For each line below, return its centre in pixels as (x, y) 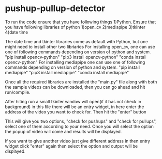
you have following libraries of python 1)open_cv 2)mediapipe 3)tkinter (75, 27)
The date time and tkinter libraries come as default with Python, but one (77, 41)
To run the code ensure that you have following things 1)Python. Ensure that (81, 22)
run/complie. (18, 92)
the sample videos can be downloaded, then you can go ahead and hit (75, 87)
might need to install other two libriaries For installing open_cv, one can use (80, 47)
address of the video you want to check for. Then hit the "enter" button (76, 111)
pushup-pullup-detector (55, 8)
